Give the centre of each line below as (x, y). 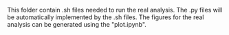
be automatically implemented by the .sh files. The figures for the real (106, 17)
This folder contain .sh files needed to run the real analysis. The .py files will (115, 10)
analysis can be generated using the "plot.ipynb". (77, 24)
